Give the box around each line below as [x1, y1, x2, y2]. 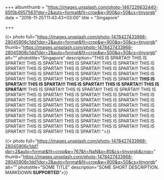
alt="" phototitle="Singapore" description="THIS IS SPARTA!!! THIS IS [5, 55, 147, 61]
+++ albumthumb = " [5, 4, 48, 10]
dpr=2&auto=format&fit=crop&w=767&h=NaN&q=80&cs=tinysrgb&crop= [5, 148, 154, 154]
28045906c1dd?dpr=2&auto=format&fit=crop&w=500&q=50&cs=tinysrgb [5, 49, 156, 55]
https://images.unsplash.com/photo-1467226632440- [47, 4, 158, 10]
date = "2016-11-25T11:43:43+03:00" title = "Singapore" [5, 15, 120, 20]
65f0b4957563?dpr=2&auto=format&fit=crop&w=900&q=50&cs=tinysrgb [5, 9, 156, 15]
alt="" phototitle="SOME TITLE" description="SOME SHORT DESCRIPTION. [5, 164, 159, 170]
